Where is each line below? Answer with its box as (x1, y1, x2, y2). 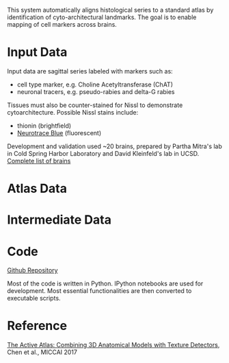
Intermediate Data (7, 212, 111, 228)
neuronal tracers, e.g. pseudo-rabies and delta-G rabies (16, 87, 176, 95)
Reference (7, 318, 67, 333)
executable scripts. (7, 294, 61, 303)
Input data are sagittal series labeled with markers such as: (7, 67, 173, 75)
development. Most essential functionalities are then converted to (7, 287, 192, 295)
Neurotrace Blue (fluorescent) (16, 128, 102, 137)
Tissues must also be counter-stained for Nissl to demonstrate (7, 101, 183, 109)
